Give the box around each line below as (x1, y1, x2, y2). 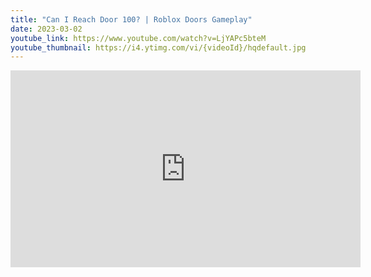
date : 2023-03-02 (10, 24, 83, 34)
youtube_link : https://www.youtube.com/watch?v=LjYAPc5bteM (10, 33, 267, 43)
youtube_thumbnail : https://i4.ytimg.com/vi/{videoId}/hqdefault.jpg (10, 42, 307, 53)
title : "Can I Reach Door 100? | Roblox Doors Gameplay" (10, 14, 253, 25)
